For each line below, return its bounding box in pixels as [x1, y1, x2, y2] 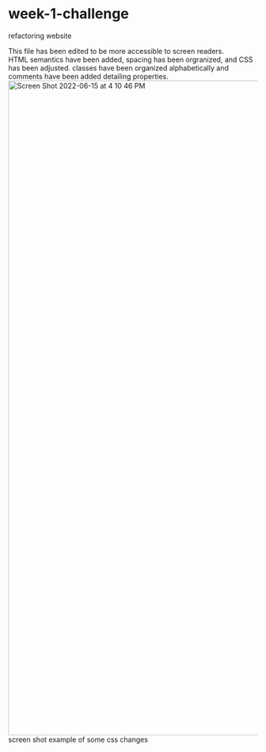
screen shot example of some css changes [8, 735, 149, 744]
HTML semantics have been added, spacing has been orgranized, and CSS [8, 55, 253, 64]
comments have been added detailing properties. [8, 71, 169, 81]
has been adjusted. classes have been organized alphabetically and [8, 63, 230, 72]
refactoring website [8, 31, 72, 40]
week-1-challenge [8, 5, 129, 23]
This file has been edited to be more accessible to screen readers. [8, 46, 224, 55]
